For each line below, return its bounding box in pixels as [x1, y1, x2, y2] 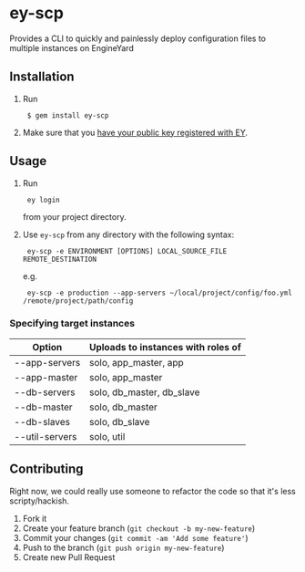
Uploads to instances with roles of [89, 340, 241, 353]
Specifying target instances [9, 317, 135, 330]
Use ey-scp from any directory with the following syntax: [22, 229, 235, 240]
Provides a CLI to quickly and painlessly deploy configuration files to [9, 33, 267, 44]
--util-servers [14, 430, 77, 442]
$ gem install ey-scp [26, 110, 109, 120]
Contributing [9, 462, 84, 477]
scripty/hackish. [9, 495, 70, 506]
